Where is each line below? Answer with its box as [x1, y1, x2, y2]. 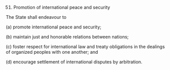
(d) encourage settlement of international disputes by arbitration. [6, 59, 143, 65]
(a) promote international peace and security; [6, 24, 101, 30]
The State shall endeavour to [6, 14, 67, 20]
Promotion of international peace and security [13, 5, 111, 10]
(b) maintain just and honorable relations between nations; [6, 34, 129, 40]
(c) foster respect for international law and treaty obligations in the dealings [6, 44, 165, 50]
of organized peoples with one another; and [6, 49, 98, 55]
